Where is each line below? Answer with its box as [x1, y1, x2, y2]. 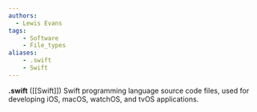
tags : [8, 26, 26, 34]
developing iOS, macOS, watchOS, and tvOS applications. [8, 94, 199, 104]
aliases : [8, 49, 38, 57]
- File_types [22, 42, 66, 50]
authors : [8, 11, 38, 20]
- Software [22, 34, 59, 42]
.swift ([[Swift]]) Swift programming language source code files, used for [8, 86, 250, 95]
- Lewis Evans [15, 19, 62, 27]
